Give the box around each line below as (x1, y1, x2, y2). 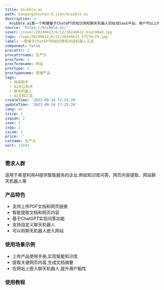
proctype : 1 (5, 66, 29, 71)
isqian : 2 (5, 116, 25, 121)
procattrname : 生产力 (5, 52, 47, 58)
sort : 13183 (5, 143, 29, 148)
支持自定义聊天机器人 (12, 222, 55, 228)
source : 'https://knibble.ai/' (5, 25, 69, 30)
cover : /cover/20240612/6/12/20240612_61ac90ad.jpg (5, 30, 112, 35)
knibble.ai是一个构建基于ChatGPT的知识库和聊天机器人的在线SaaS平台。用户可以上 (9, 20, 157, 26)
